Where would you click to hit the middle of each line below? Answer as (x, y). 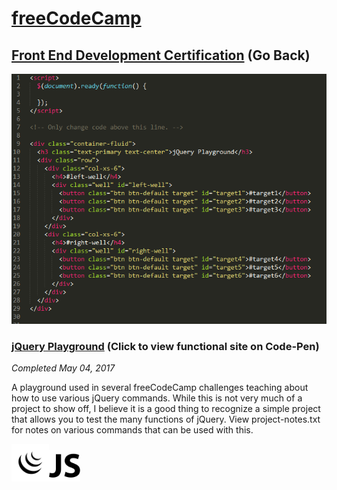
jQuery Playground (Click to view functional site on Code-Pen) (165, 346)
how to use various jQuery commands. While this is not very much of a (157, 398)
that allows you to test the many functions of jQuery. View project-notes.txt (166, 419)
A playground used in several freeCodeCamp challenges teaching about (160, 388)
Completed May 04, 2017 (63, 368)
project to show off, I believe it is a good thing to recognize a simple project (166, 409)
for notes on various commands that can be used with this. (132, 430)
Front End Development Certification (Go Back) (161, 55)
